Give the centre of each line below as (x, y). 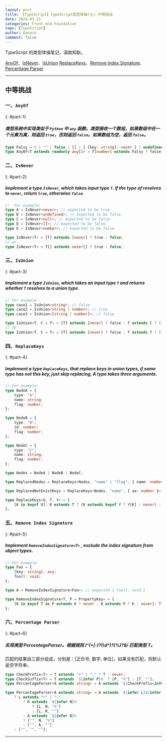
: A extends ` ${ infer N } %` (51, 716)
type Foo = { (19, 567)
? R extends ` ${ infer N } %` (51, 702)
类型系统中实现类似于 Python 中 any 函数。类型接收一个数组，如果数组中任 (80, 129)
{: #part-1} (16, 116)
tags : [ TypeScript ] (25, 28)
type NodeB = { (21, 418)
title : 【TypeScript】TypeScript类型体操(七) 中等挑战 (59, 14)
